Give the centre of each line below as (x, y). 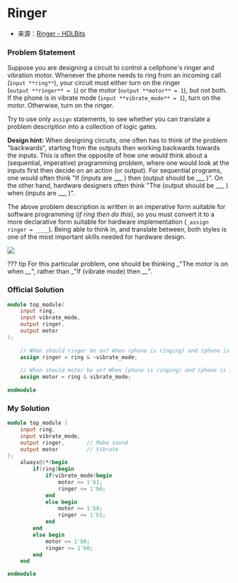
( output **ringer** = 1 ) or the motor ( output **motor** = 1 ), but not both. (117, 91)
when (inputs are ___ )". (41, 193)
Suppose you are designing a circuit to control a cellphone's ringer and (111, 68)
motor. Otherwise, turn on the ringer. (61, 106)
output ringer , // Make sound (74, 443)
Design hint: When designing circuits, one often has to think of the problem (118, 140)
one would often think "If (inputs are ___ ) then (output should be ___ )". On (115, 178)
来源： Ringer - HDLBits (51, 33)
